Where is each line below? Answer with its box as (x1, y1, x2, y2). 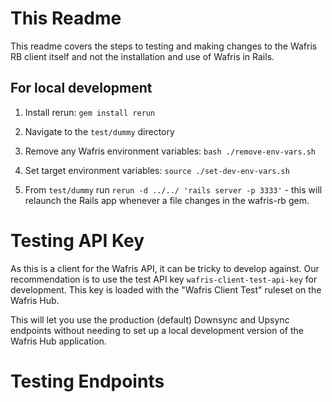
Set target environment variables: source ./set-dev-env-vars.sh (24, 164, 290, 176)
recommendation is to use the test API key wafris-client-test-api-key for (10, 273, 318, 285)
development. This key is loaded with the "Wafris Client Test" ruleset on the (10, 283, 322, 296)
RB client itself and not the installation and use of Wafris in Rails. (10, 50, 275, 62)
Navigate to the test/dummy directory (24, 125, 175, 137)
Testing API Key (10, 229, 145, 252)
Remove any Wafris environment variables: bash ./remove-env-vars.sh (24, 145, 317, 157)
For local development (10, 80, 153, 97)
